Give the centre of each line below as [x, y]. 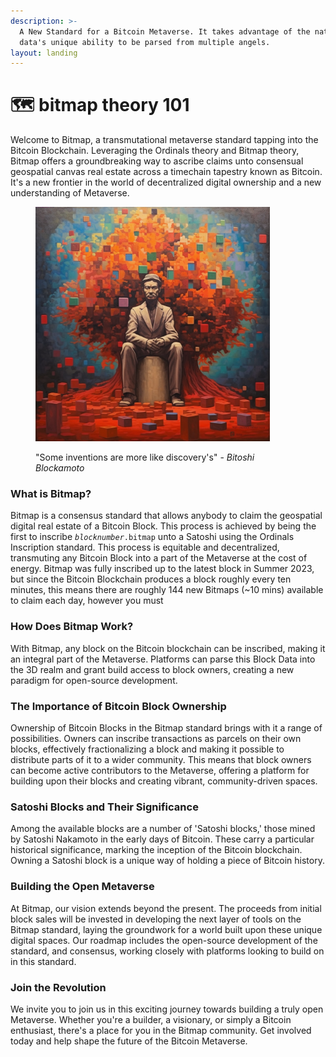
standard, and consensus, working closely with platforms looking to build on [167, 951]
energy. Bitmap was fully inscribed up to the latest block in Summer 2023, [162, 569]
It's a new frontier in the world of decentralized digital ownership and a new [166, 182]
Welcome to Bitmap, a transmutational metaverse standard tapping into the [164, 140]
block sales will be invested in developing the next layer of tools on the [156, 919]
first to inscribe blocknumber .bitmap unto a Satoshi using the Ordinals [152, 537]
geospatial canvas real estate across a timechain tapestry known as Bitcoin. [166, 172]
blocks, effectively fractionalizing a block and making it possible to [147, 749]
